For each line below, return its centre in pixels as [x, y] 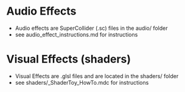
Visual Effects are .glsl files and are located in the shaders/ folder [97, 76]
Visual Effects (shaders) [69, 59]
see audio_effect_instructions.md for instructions [76, 34]
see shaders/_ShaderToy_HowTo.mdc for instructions [82, 82]
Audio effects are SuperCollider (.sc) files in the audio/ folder [91, 28]
